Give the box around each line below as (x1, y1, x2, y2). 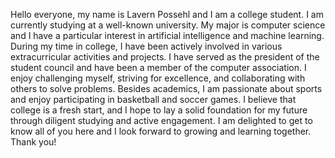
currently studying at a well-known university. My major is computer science (10, 19, 326, 31)
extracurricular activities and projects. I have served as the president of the (10, 51, 320, 63)
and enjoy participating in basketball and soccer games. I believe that (10, 94, 297, 105)
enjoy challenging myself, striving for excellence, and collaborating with (10, 72, 306, 84)
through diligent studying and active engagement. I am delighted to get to (10, 115, 313, 126)
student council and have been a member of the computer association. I (10, 62, 307, 73)
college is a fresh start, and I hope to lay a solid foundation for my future (10, 104, 308, 116)
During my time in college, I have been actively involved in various (10, 40, 283, 52)
